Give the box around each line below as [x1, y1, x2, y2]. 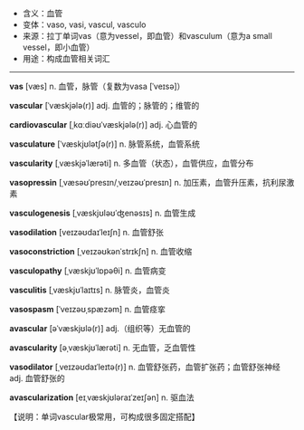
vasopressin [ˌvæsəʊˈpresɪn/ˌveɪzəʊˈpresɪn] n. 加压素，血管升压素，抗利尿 [9, 177, 287, 187]
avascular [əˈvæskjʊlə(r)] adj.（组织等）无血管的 [9, 323, 192, 333]
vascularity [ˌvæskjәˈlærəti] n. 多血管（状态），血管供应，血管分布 [9, 158, 254, 168]
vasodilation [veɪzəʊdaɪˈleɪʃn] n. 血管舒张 [9, 227, 165, 237]
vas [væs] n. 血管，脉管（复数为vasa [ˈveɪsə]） [9, 81, 185, 91]
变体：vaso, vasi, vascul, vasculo [22, 19, 147, 30]
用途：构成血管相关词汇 [22, 53, 110, 63]
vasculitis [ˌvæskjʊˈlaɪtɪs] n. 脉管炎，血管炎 [9, 284, 170, 295]
